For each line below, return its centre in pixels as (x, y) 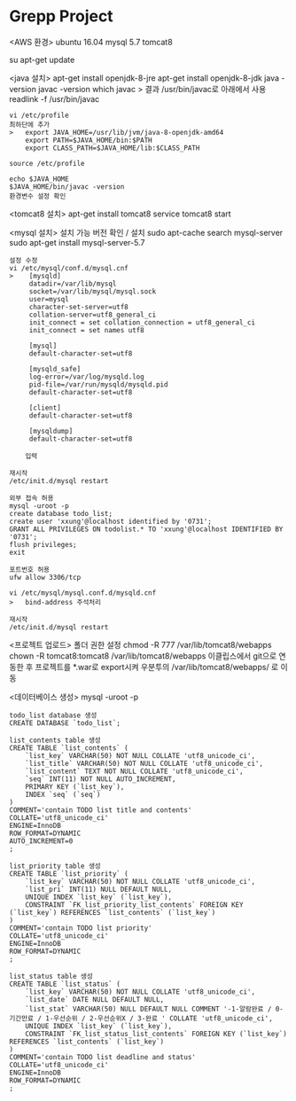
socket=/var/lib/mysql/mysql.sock (93, 291)
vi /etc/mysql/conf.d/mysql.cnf (69, 268)
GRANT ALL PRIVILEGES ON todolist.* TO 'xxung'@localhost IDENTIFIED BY (146, 529)
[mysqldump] (51, 431)
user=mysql (49, 299)
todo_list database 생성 (53, 715)
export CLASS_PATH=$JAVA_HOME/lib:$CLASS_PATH (113, 148)
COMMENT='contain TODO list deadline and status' (103, 1057)
